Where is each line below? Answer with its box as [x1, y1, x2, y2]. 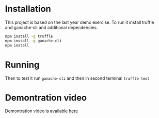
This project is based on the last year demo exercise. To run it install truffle [5, 19, 154, 25]
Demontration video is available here [5, 108, 79, 114]
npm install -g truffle [5, 34, 53, 39]
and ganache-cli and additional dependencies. [5, 24, 98, 30]
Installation [5, 3, 51, 15]
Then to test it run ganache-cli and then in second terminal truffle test [5, 75, 150, 81]
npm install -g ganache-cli [5, 38, 62, 43]
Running [5, 59, 40, 70]
